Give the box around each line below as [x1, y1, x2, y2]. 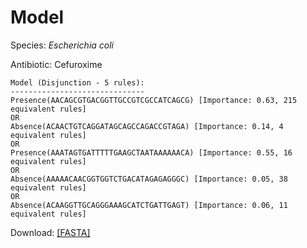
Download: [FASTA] [10, 226, 91, 238]
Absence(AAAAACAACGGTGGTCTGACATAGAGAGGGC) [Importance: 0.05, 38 [10, 174, 288, 184]
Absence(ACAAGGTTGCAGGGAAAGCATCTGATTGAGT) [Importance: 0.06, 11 [10, 200, 288, 210]
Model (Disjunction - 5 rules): [10, 77, 145, 88]
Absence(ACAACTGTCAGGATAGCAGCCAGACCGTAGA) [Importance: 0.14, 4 [10, 121, 284, 131]
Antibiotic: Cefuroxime [10, 58, 103, 70]
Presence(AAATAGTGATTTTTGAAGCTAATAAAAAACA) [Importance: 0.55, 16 [10, 147, 293, 158]
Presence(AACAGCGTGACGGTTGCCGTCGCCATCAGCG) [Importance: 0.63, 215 [10, 95, 298, 105]
